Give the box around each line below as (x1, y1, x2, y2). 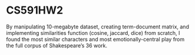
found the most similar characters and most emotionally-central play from (6, 35, 185, 43)
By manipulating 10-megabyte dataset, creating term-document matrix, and (6, 23, 190, 30)
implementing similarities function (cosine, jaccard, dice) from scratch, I (6, 29, 180, 36)
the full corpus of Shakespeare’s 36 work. (6, 42, 108, 49)
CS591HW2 (6, 4, 64, 17)
